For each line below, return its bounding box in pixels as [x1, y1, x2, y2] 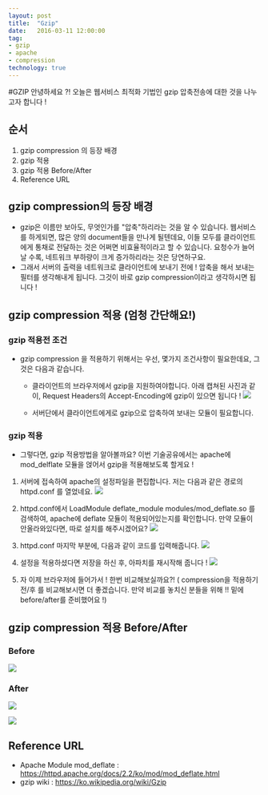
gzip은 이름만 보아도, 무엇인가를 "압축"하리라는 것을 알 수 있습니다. [19, 222, 229, 232]
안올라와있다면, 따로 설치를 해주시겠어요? [19, 524, 148, 534]
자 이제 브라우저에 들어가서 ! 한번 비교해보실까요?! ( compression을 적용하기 [19, 575, 258, 585]
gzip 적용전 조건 [8, 334, 68, 345]
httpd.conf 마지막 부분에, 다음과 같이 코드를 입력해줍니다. [19, 541, 200, 551]
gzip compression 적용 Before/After [8, 620, 188, 634]
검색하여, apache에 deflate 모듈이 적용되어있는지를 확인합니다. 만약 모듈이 [19, 514, 254, 523]
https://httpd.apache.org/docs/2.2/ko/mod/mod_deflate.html [19, 769, 220, 778]
